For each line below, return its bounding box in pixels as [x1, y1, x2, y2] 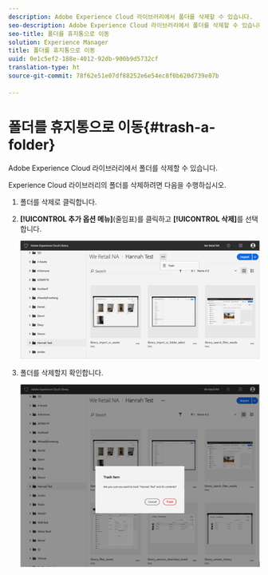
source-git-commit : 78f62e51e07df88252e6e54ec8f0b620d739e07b [8, 72, 219, 80]
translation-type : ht [8, 64, 81, 72]
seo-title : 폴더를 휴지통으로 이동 [8, 30, 110, 38]
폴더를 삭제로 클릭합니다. [19, 196, 97, 207]
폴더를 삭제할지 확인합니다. [19, 367, 104, 377]
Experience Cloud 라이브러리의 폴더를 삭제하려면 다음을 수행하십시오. [8, 180, 227, 189]
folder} [8, 136, 56, 153]
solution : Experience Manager [8, 38, 109, 46]
